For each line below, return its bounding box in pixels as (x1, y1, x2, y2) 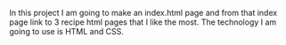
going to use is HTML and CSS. (9, 26, 125, 36)
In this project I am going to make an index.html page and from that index (9, 8, 278, 18)
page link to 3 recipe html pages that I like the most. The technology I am (9, 17, 277, 27)
